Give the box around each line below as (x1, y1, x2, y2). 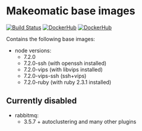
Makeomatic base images (6, 4, 135, 18)
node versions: (14, 46, 52, 54)
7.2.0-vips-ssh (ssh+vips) (23, 72, 87, 79)
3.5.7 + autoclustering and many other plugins (23, 118, 137, 125)
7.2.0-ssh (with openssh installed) (23, 60, 107, 67)
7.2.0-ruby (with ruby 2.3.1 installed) (23, 79, 112, 86)
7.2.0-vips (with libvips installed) (23, 65, 103, 73)
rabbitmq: (14, 111, 39, 118)
